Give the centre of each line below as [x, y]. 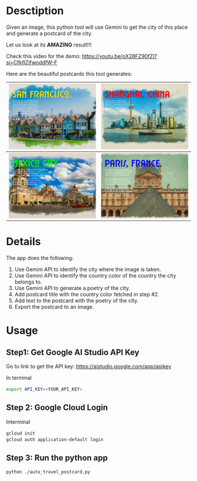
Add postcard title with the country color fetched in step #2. [87, 295]
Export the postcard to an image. [54, 307]
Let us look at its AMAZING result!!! [49, 45]
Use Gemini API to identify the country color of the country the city [95, 276]
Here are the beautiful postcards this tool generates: [69, 74]
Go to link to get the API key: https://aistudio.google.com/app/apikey [89, 366]
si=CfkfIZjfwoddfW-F [32, 62]
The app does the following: [40, 258]
